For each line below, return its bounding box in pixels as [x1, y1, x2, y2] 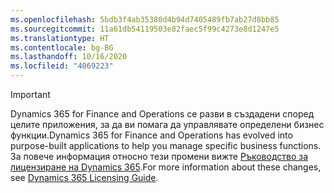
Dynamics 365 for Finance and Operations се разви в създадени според [10, 108, 315, 120]
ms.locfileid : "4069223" [10, 61, 114, 71]
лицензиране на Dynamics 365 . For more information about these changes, [10, 161, 322, 173]
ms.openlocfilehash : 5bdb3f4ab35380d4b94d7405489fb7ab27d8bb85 [10, 14, 280, 25]
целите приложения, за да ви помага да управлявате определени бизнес [10, 119, 325, 130]
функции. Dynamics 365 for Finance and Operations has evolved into [10, 129, 293, 141]
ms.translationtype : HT [10, 33, 110, 43]
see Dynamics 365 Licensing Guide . [10, 172, 159, 183]
